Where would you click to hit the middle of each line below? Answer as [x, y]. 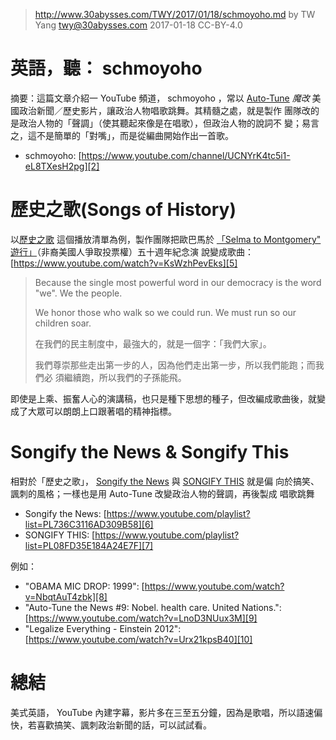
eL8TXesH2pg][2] [62, 166]
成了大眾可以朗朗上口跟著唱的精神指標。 [93, 411]
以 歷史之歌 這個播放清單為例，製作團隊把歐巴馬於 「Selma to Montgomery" [166, 239]
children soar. [63, 323]
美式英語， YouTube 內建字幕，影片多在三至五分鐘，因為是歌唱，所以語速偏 [166, 712]
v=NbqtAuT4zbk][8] [66, 596]
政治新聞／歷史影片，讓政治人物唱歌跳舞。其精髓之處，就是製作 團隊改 [164, 110]
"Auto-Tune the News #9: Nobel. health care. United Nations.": [153, 607]
